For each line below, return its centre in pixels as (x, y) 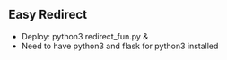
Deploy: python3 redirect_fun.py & (85, 36)
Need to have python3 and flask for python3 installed (120, 46)
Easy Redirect (48, 15)
